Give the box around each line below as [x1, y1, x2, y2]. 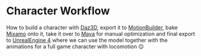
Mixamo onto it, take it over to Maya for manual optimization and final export [6, 30, 196, 37]
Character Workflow [6, 4, 110, 18]
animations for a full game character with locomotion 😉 [6, 43, 144, 50]
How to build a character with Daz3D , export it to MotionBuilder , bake [6, 24, 178, 31]
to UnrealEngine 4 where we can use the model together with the [6, 36, 168, 43]
